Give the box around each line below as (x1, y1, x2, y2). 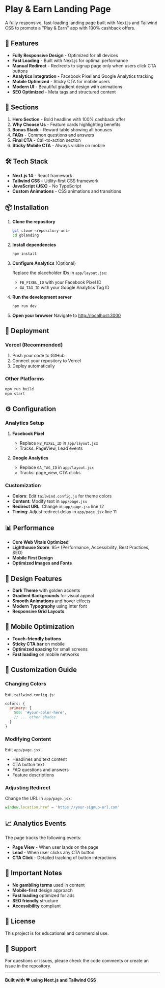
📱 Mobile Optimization (5, 622, 75, 631)
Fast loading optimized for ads (12, 892, 75, 898)
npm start (5, 391, 26, 396)
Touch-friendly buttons (12, 636, 61, 642)
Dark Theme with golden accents (12, 587, 80, 593)
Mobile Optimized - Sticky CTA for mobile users (12, 78, 110, 84)
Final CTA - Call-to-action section (12, 137, 81, 143)
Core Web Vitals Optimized (12, 539, 69, 545)
